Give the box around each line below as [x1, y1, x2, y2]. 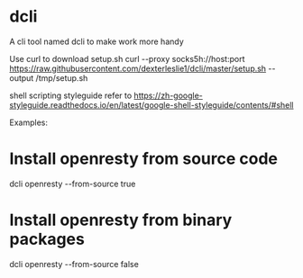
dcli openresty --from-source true [9, 178, 136, 189]
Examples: [9, 117, 48, 128]
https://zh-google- [133, 90, 203, 101]
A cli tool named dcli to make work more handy [9, 36, 185, 47]
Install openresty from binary [9, 210, 233, 230]
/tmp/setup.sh [35, 72, 88, 83]
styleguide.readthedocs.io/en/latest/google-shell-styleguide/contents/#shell [9, 99, 294, 110]
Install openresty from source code [9, 148, 278, 169]
